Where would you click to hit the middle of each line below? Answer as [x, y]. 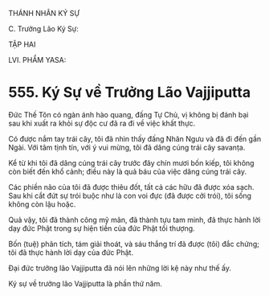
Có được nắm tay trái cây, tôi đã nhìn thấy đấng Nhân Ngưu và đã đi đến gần [135, 138]
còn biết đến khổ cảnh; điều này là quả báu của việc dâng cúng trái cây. [128, 171]
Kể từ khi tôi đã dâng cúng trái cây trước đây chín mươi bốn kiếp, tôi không [131, 162]
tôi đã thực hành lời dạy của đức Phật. [71, 252]
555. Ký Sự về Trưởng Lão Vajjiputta [130, 92]
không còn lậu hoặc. [42, 204]
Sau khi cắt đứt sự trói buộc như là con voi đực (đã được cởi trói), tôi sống [130, 195]
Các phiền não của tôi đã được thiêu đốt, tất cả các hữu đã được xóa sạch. [131, 187]
